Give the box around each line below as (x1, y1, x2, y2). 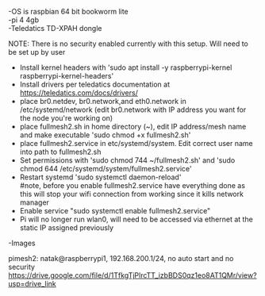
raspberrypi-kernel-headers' (19, 71, 114, 80)
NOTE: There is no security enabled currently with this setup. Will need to (8, 39, 248, 48)
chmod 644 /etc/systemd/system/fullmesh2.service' (19, 164, 192, 173)
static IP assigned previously (19, 223, 113, 233)
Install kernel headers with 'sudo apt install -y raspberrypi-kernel (19, 63, 232, 72)
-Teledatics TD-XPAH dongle (8, 24, 102, 33)
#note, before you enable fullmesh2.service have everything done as (19, 181, 246, 190)
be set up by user (8, 48, 66, 56)
